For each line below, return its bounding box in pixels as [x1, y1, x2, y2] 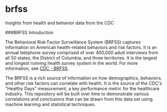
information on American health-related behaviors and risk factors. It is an [5, 44, 157, 50]
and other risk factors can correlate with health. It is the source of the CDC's [5, 80, 162, 86]
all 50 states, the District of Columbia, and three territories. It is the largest [5, 55, 158, 60]
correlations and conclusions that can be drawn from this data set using [5, 96, 153, 102]
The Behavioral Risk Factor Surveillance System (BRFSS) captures [5, 39, 141, 45]
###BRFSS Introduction [5, 29, 54, 35]
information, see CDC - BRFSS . [5, 65, 69, 71]
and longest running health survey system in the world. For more [5, 60, 138, 66]
